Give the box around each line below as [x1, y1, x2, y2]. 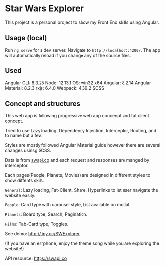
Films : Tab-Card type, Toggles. [5, 221, 69, 227]
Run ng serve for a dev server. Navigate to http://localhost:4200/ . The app [5, 47, 161, 53]
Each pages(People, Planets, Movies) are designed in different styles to [5, 172, 151, 178]
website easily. [5, 192, 36, 199]
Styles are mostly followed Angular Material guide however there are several [5, 142, 161, 148]
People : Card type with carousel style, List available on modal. [5, 202, 131, 208]
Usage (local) [5, 34, 47, 42]
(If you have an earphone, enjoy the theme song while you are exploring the [5, 240, 160, 246]
